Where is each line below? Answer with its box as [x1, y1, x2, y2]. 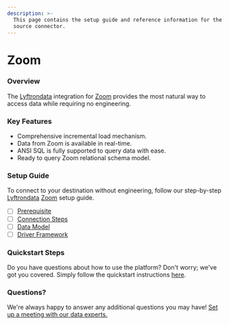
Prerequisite [16, 207, 51, 216]
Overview [7, 77, 40, 86]
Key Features [7, 116, 53, 126]
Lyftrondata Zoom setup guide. [7, 194, 95, 202]
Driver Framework [16, 230, 69, 238]
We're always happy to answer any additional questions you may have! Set [7, 303, 218, 311]
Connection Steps [16, 215, 69, 223]
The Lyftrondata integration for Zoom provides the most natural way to [7, 92, 206, 100]
